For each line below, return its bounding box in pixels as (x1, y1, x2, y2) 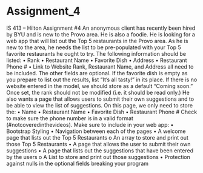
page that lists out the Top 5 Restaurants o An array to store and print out (6, 134, 189, 141)
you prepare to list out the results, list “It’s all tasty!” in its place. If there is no (6, 76, 198, 83)
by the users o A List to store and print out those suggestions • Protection (6, 153, 191, 160)
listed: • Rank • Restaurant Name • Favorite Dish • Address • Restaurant (6, 56, 187, 64)
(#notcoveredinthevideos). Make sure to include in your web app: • (6, 121, 174, 128)
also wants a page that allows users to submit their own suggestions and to (6, 95, 195, 103)
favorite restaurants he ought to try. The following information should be (6, 50, 187, 57)
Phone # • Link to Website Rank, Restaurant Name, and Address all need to (6, 63, 194, 70)
